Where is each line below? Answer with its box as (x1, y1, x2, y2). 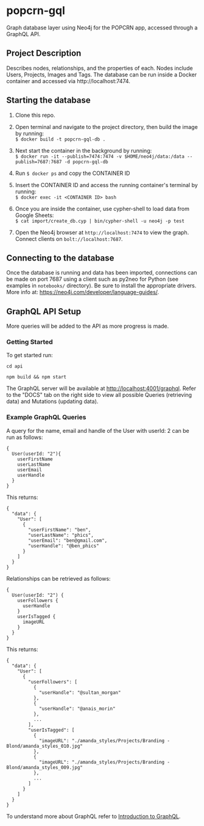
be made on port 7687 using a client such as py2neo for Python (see (6, 276, 178, 283)
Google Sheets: (15, 212, 54, 219)
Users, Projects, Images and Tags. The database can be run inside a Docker (6, 71, 197, 78)
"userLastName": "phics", (28, 532, 94, 538)
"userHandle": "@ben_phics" (28, 542, 99, 549)
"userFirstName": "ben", (28, 526, 91, 533)
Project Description (6, 48, 82, 59)
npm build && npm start (6, 374, 67, 380)
